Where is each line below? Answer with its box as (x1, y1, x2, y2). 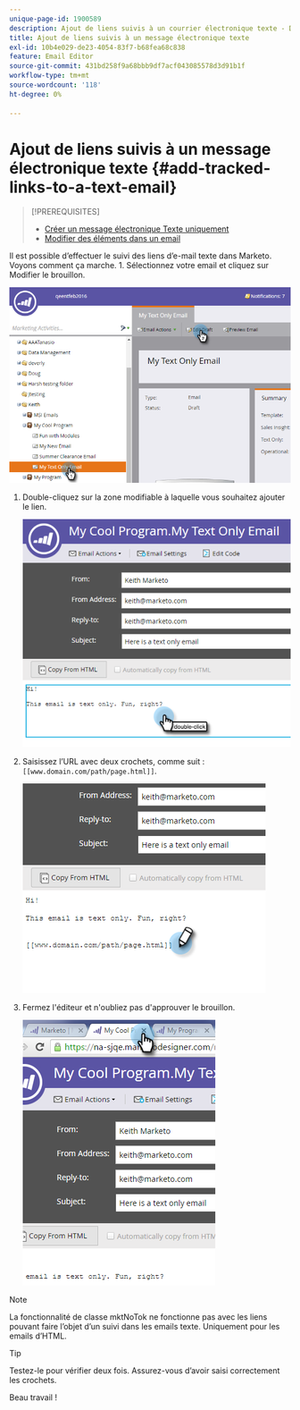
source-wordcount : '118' (9, 80, 102, 89)
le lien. (21, 501, 47, 511)
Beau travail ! (9, 1391, 58, 1403)
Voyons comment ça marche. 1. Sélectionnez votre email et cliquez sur (9, 260, 270, 271)
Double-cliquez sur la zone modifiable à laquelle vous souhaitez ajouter (21, 492, 286, 502)
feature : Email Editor (9, 52, 94, 62)
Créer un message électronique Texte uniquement (44, 224, 229, 234)
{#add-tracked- (151, 157, 271, 178)
